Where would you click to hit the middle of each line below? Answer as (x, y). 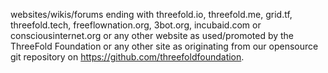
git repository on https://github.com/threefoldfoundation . (127, 57)
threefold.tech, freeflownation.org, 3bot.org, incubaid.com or (136, 25)
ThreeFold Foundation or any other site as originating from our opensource (164, 46)
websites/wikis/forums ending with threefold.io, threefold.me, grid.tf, (151, 14)
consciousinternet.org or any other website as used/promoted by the (152, 35)
